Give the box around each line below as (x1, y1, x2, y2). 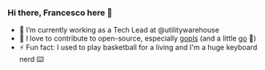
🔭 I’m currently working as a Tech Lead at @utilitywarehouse (18, 25, 219, 35)
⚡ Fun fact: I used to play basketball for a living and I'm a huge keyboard (18, 43, 258, 52)
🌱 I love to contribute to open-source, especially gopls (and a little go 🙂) (18, 33, 257, 43)
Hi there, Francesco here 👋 (7, 7, 113, 18)
